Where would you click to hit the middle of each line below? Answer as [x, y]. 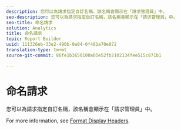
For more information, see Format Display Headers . [68, 121]
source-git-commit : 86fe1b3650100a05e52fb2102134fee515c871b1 [84, 55]
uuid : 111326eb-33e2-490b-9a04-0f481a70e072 [61, 45]
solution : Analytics [31, 28]
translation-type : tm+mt [36, 50]
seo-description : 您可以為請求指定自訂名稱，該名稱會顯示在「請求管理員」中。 [92, 17]
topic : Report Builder [34, 39]
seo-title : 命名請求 [29, 22]
